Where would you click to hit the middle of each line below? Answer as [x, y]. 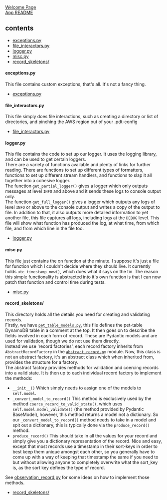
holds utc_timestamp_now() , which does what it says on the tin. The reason [82, 271]
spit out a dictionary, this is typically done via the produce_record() [81, 425]
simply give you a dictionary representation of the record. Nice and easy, [87, 441]
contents [19, 28]
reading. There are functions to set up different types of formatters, [74, 170]
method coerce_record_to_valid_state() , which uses [67, 404]
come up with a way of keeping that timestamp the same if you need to [85, 457]
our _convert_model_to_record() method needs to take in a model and [84, 419]
